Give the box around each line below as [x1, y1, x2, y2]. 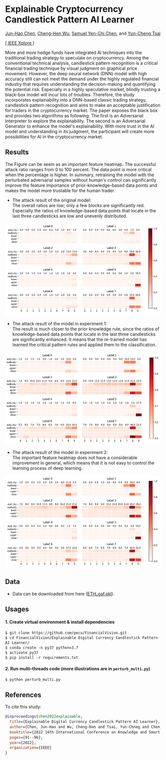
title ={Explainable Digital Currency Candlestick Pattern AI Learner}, [9, 719, 161, 724]
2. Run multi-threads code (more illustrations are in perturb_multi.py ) [5, 665, 151, 671]
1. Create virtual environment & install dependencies [5, 619, 115, 625]
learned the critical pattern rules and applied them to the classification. [12, 342, 157, 348]
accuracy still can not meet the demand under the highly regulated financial [5, 76, 159, 82]
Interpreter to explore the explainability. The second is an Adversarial [5, 118, 146, 124]
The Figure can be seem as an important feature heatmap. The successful [5, 161, 157, 167]
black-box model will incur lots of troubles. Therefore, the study [5, 92, 135, 98]
